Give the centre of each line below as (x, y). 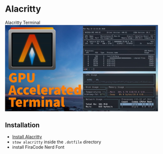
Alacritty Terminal (23, 22)
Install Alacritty (27, 137)
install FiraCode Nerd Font (38, 147)
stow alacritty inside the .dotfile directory (57, 142)
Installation (22, 125)
